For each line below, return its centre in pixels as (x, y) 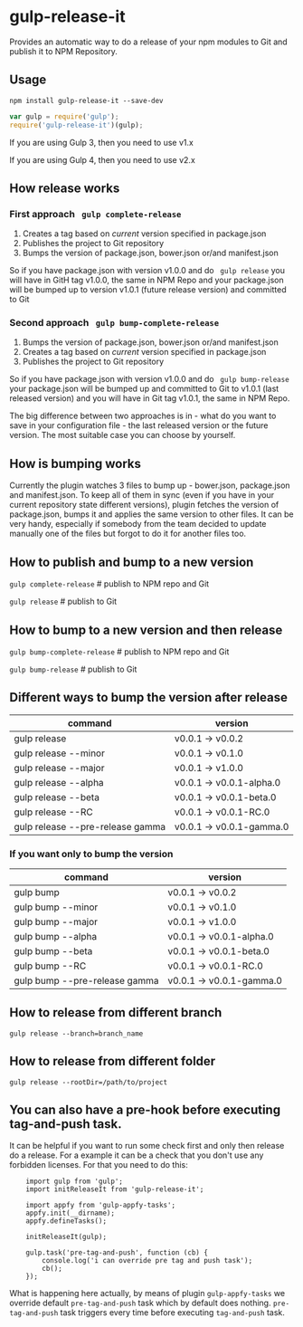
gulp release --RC (53, 812)
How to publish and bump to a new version (132, 562)
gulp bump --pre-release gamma (86, 981)
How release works (65, 188)
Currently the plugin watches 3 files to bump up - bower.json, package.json (150, 485)
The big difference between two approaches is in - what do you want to (143, 416)
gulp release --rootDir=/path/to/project (89, 1082)
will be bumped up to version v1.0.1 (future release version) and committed (148, 290)
